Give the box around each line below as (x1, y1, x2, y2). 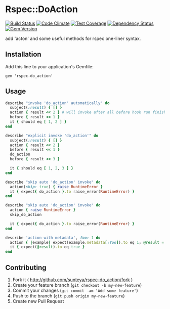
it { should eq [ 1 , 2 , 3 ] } (10, 166, 73, 171)
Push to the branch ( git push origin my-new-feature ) (12, 293, 125, 299)
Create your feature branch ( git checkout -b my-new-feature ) (12, 282, 142, 288)
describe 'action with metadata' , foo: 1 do (5, 235, 101, 240)
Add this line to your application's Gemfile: (5, 63, 94, 69)
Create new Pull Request (12, 298, 64, 304)
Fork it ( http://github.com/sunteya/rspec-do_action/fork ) (12, 277, 133, 283)
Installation (5, 50, 41, 59)
